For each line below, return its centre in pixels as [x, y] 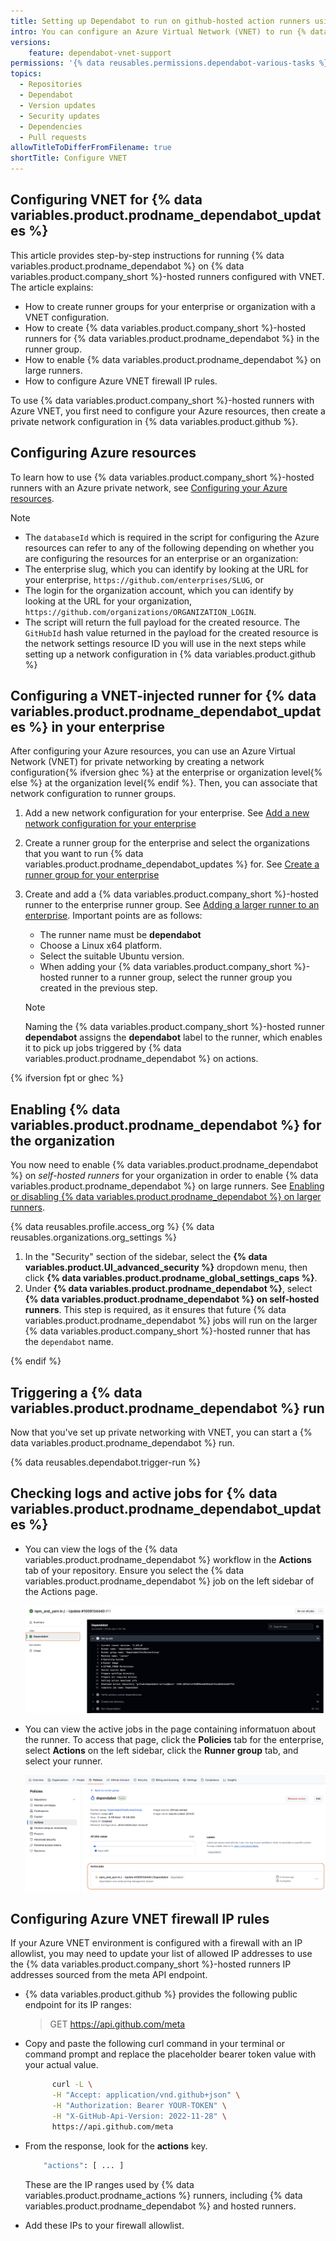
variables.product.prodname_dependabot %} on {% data [127, 266]
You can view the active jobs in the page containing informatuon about [170, 1729]
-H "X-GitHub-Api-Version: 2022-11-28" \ [139, 2116]
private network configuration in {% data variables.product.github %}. [154, 421]
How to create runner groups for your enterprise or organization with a [170, 306]
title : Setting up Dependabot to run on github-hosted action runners [160, 21]
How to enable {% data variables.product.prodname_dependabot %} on [173, 359]
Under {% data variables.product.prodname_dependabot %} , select [168, 1289]
